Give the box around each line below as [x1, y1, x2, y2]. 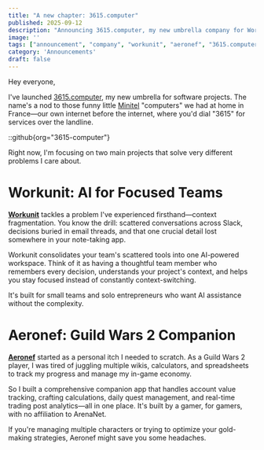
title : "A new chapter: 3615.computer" [8, 11, 139, 20]
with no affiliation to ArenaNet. [8, 409, 107, 419]
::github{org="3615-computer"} [8, 132, 111, 142]
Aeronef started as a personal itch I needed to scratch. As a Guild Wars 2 [8, 352, 246, 362]
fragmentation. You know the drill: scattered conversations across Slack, [8, 218, 244, 227]
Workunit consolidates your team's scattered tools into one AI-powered [8, 249, 240, 260]
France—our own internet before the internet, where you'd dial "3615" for [8, 109, 246, 118]
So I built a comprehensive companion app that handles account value [8, 384, 236, 393]
